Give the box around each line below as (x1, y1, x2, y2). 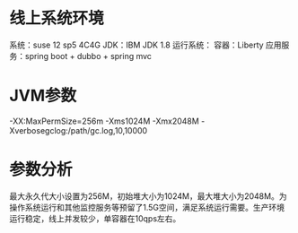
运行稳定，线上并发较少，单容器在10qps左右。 (9, 212, 181, 224)
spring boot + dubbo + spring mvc (24, 50, 153, 61)
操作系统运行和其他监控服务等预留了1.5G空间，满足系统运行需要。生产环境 (9, 202, 285, 212)
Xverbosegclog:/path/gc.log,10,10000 (9, 125, 148, 135)
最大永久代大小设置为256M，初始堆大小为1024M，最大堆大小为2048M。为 (9, 190, 287, 202)
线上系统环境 (9, 8, 105, 29)
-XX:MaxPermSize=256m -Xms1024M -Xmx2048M (9, 116, 199, 126)
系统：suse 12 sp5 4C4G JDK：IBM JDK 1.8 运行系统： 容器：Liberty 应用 (9, 39, 282, 50)
